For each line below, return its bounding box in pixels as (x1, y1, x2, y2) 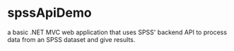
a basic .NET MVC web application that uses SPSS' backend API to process (7, 28, 228, 36)
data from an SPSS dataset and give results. (7, 35, 136, 43)
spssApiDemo (7, 5, 92, 21)
